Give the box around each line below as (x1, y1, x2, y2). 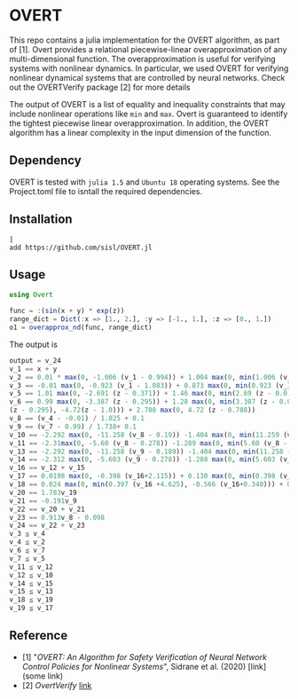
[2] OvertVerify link (21, 679, 92, 690)
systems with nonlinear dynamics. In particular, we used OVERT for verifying (9, 63, 289, 74)
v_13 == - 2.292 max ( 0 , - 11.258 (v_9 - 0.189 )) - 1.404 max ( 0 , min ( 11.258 (9, 447, 284, 456)
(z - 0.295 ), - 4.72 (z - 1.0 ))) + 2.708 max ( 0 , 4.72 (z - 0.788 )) (9, 405, 256, 415)
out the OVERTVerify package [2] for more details (9, 82, 191, 92)
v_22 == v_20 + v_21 (9, 505, 86, 514)
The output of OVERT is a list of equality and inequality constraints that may (9, 98, 286, 109)
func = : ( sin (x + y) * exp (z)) (9, 307, 125, 316)
